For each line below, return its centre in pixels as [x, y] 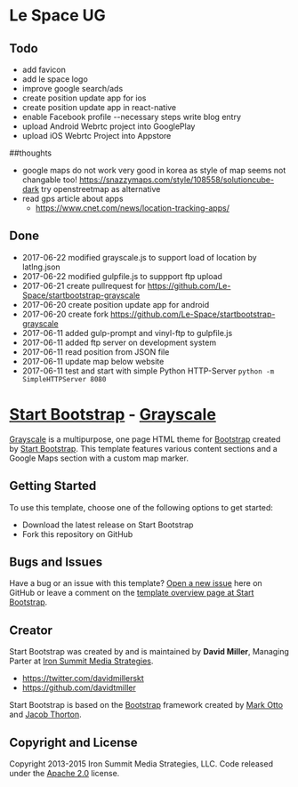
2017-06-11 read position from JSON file [96, 351]
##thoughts [30, 153]
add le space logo [55, 79]
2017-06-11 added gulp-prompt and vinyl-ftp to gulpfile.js [127, 333]
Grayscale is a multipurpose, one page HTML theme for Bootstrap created [145, 439]
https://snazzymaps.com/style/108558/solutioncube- [176, 180]
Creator [31, 630]
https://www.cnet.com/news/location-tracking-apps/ [132, 208]
